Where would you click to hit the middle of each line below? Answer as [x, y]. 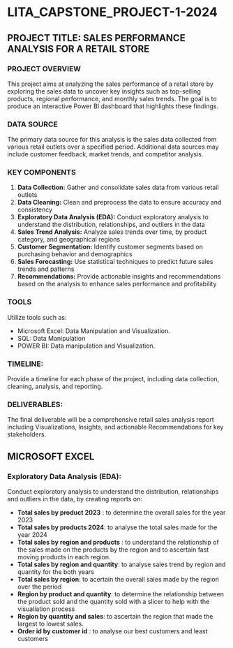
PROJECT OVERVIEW [44, 68]
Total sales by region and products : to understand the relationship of [118, 543]
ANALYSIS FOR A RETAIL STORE [78, 49]
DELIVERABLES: [35, 404]
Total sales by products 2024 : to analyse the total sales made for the [117, 527]
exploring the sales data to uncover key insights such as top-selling [104, 91]
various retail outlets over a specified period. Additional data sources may [113, 147]
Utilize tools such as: [37, 317]
